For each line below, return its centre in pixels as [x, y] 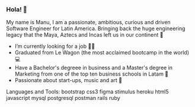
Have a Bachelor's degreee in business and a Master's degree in [94, 68]
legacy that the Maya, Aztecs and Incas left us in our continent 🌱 [85, 35]
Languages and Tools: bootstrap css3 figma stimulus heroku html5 [87, 92]
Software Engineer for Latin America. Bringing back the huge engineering [96, 28]
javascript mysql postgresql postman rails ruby [63, 98]
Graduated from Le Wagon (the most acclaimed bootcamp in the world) [102, 53]
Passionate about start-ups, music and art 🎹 [68, 80]
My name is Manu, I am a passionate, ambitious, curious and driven [88, 22]
